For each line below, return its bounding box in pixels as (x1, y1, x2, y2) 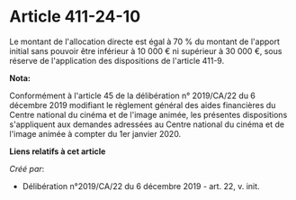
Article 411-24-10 (9, 6, 141, 27)
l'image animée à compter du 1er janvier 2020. (9, 128, 182, 139)
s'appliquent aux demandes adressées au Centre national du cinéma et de (9, 119, 285, 130)
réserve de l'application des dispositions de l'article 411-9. (9, 55, 225, 66)
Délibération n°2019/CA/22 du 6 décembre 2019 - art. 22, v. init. (22, 180, 260, 191)
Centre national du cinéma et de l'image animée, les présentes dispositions (9, 109, 288, 120)
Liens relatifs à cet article (9, 146, 106, 157)
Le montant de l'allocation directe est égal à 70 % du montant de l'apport (9, 36, 281, 47)
